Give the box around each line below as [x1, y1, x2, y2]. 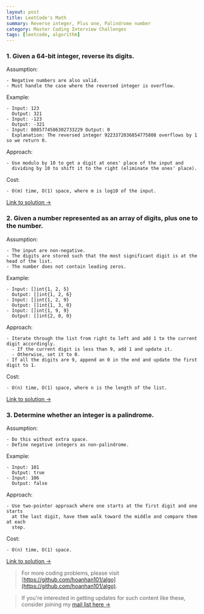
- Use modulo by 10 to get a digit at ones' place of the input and [6, 160, 184, 166]
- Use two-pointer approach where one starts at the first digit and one [6, 503, 198, 509]
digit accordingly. [6, 341, 56, 347]
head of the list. [6, 258, 53, 264]
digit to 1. [6, 362, 37, 368]
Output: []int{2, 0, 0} [12, 313, 72, 319]
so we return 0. [6, 138, 47, 144]
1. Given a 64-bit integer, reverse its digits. [6, 52, 135, 61]
